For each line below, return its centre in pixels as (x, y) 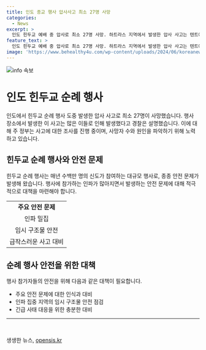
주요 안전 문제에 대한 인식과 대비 (54, 294)
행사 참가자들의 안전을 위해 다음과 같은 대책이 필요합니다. (74, 281)
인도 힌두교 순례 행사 (55, 97)
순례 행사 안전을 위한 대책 (51, 265)
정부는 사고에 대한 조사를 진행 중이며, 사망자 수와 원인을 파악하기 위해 (102, 131)
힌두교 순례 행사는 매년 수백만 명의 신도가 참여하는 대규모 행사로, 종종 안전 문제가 (103, 176)
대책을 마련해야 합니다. (50, 191)
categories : (21, 18)
